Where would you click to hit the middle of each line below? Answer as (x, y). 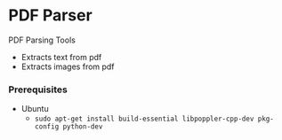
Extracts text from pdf (61, 57)
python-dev (83, 127)
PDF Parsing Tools (42, 40)
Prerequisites (38, 89)
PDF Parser (50, 16)
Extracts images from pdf (68, 66)
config (47, 127)
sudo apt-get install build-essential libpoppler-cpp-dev (144, 119)
